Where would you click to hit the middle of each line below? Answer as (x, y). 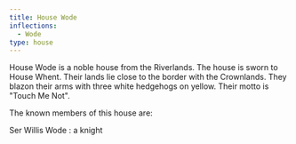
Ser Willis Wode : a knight (56, 131)
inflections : (33, 26)
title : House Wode (43, 17)
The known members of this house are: (81, 113)
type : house (31, 42)
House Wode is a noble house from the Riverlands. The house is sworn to (144, 68)
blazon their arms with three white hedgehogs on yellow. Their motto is (139, 86)
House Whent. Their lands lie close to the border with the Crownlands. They (148, 77)
